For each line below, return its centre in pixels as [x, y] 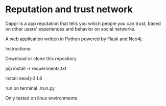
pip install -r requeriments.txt [36, 68]
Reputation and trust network [69, 9]
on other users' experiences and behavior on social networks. [70, 29]
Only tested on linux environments [41, 98]
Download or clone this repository [41, 58]
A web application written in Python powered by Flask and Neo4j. [74, 39]
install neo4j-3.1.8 [24, 78]
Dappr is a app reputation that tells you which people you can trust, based [83, 23]
